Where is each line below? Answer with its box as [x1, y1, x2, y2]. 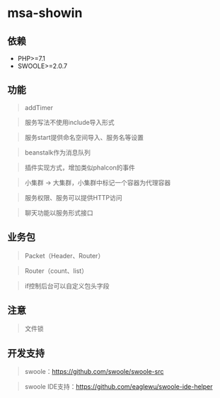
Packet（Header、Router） [24, 251, 105, 260]
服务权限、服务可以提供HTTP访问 [24, 193, 122, 201]
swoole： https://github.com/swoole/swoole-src [24, 367, 164, 376]
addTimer [24, 103, 53, 111]
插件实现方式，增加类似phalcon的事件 [24, 163, 136, 172]
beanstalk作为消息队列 [24, 148, 91, 157]
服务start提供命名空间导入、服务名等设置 [24, 133, 144, 141]
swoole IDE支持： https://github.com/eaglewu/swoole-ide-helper [24, 382, 214, 391]
